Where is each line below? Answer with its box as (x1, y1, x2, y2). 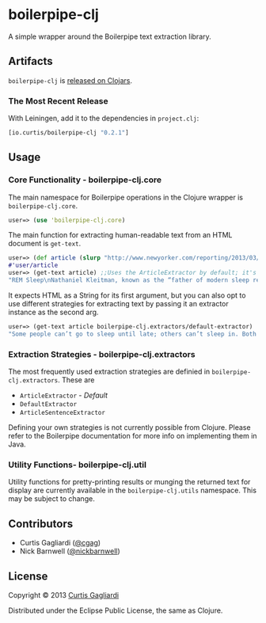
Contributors (8, 517, 74, 530)
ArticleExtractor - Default (19, 390, 108, 401)
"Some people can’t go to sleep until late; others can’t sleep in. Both (8, 330, 257, 338)
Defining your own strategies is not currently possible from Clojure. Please (8, 423, 251, 432)
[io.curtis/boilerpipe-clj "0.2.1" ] (8, 129, 129, 137)
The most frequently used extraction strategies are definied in (8, 367, 211, 377)
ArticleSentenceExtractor (19, 409, 105, 417)
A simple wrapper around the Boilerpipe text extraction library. (8, 32, 211, 41)
